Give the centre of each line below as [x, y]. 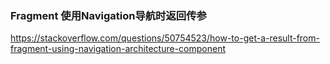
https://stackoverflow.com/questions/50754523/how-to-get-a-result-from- [165, 38]
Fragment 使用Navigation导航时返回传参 [108, 15]
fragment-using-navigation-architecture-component [118, 49]
